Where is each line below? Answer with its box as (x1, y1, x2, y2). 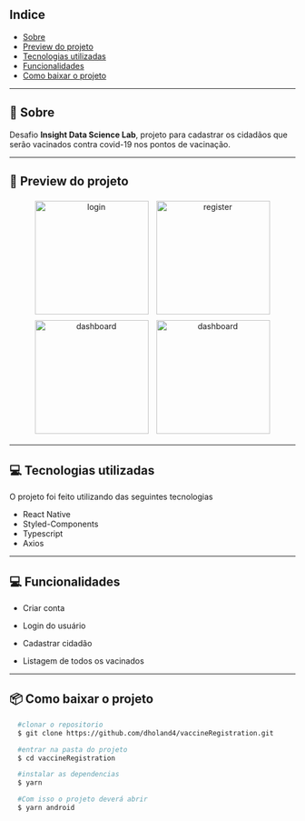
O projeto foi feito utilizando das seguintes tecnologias (9, 491, 213, 503)
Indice (9, 7, 45, 23)
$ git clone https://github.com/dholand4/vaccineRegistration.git (17, 728, 274, 737)
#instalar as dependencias (17, 770, 120, 779)
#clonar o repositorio (17, 720, 103, 729)
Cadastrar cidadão (22, 638, 93, 649)
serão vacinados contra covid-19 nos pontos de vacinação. (9, 138, 231, 149)
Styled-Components (22, 518, 99, 530)
